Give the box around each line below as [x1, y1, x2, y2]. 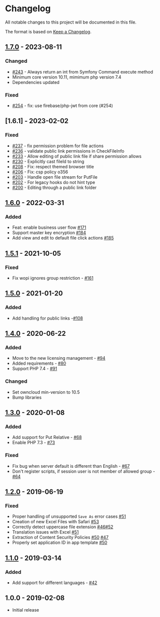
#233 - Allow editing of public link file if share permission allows [12, 153, 142, 159]
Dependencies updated [12, 79, 60, 85]
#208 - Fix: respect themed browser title [12, 163, 94, 169]
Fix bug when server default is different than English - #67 [12, 463, 130, 469]
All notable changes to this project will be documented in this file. [5, 19, 137, 25]
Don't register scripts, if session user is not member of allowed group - [12, 468, 156, 474]
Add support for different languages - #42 [12, 580, 97, 586]
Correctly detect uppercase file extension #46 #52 [12, 524, 114, 530]
